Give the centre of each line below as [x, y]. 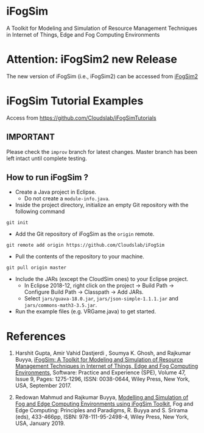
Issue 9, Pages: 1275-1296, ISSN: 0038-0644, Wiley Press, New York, [102, 379]
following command [40, 211]
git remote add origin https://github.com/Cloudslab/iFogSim [86, 246]
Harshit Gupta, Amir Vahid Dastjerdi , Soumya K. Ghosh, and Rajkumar [103, 353]
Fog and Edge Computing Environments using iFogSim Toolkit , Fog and [104, 404]
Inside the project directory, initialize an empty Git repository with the [102, 205]
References [36, 336]
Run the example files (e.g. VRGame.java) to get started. [86, 311]
